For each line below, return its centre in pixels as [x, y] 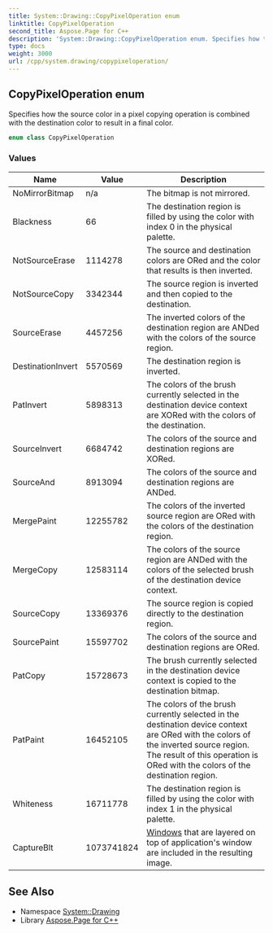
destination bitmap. [183, 690]
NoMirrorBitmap [43, 193]
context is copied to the [191, 681]
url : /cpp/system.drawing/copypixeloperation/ [89, 62]
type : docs [27, 46]
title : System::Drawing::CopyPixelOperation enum [94, 16]
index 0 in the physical [189, 226]
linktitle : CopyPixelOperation [61, 24]
